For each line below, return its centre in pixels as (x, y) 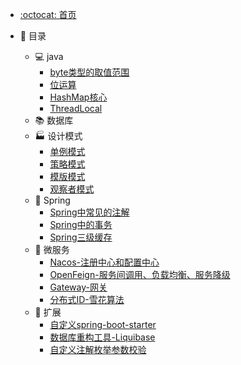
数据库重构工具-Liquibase (102, 337)
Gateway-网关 (78, 287)
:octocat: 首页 (48, 14)
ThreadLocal (76, 108)
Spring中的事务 (81, 224)
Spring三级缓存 (81, 237)
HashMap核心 (78, 97)
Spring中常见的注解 (89, 212)
